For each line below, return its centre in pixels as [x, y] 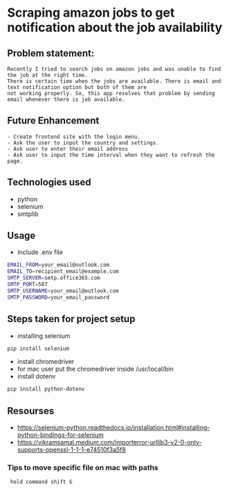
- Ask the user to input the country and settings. [83, 143]
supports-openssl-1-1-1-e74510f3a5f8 [72, 450]
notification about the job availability [115, 27]
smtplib [28, 214]
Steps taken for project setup [71, 319]
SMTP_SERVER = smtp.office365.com [54, 278]
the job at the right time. [48, 75]
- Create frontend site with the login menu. [74, 137]
